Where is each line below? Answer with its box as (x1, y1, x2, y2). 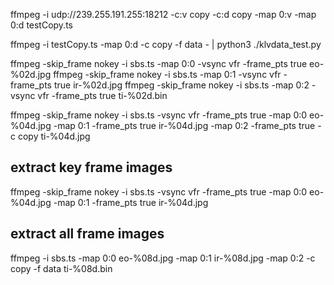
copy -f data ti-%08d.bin (10, 262, 113, 274)
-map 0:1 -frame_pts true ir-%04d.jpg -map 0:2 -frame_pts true (53, 120, 316, 131)
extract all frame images (10, 225, 165, 243)
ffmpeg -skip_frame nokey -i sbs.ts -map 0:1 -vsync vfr (53, 69, 282, 80)
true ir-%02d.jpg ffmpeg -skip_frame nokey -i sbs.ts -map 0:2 (53, 79, 310, 91)
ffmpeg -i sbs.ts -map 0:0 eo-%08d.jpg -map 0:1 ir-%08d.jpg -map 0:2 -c (10, 252, 316, 264)
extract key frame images (10, 159, 173, 176)
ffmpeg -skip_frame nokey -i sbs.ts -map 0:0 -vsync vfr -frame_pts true (10, 58, 308, 69)
